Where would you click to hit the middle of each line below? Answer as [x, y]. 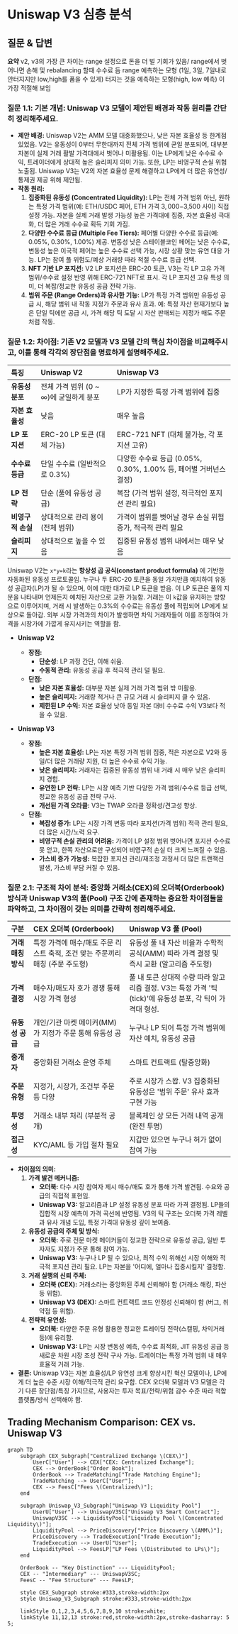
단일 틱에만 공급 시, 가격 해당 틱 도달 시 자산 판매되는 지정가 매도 [124, 313]
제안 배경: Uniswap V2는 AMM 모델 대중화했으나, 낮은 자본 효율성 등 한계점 [122, 136]
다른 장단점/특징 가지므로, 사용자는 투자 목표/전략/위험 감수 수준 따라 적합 [126, 1391]
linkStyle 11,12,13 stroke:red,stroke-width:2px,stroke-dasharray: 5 [125, 1617]
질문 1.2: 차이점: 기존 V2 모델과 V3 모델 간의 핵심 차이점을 [100, 342]
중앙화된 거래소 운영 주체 [72, 1062]
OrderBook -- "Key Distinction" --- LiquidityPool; [98, 1568]
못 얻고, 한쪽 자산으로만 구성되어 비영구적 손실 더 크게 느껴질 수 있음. [133, 849]
